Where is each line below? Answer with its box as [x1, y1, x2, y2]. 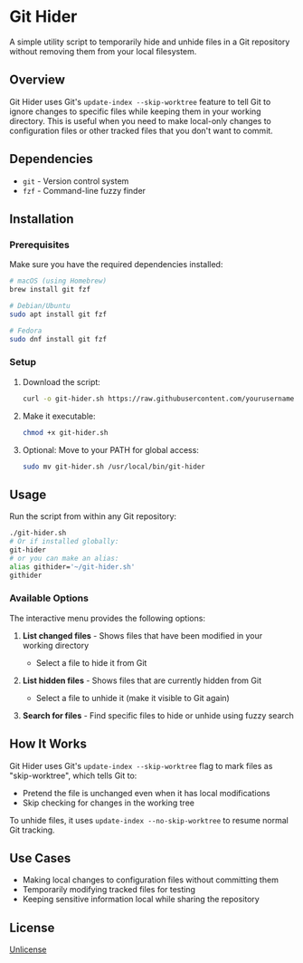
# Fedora [9, 326, 43, 335]
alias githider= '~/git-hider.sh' [9, 562, 136, 572]
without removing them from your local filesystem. [9, 45, 197, 56]
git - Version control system [22, 175, 129, 187]
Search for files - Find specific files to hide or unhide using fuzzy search [22, 709, 294, 721]
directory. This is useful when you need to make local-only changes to [9, 115, 271, 126]
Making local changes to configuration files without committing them [22, 874, 279, 885]
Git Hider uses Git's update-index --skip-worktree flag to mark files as [9, 760, 273, 771]
